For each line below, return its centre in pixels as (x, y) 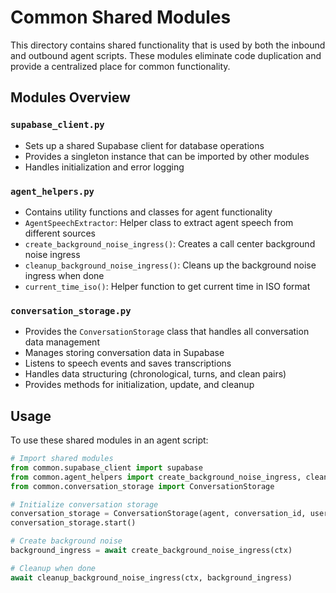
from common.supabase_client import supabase (106, 467)
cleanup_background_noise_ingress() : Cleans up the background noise (170, 265)
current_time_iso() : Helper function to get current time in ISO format (167, 286)
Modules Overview (70, 97)
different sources (60, 233)
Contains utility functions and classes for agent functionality (148, 212)
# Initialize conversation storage (84, 504)
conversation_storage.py (71, 310)
